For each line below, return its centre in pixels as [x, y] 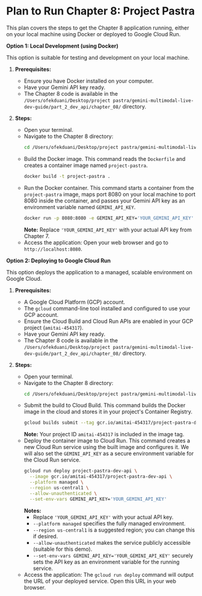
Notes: [32, 510]
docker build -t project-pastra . [67, 176]
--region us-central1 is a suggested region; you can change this [114, 530]
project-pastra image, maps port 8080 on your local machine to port [110, 194]
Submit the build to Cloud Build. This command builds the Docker [105, 406]
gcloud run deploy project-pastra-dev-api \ [81, 471]
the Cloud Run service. [52, 460]
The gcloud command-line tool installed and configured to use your [107, 308]
